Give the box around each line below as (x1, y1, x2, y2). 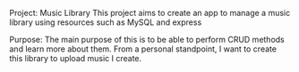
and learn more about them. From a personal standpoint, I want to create (9, 44, 278, 54)
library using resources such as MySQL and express (9, 17, 202, 28)
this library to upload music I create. (9, 53, 142, 63)
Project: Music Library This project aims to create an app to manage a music (9, 8, 291, 18)
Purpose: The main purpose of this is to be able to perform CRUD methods (9, 35, 285, 44)
